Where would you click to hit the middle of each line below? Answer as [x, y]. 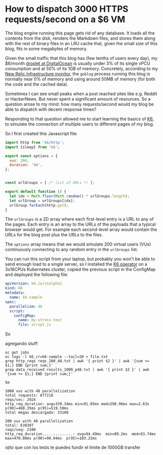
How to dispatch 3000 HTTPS [67, 9]
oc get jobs [17, 353]
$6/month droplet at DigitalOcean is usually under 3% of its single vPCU [78, 63]
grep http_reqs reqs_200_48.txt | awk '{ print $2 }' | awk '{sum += [77, 361]
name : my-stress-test [40, 320]
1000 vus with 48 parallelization [40, 391]
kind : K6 [14, 288]
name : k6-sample [26, 298]
